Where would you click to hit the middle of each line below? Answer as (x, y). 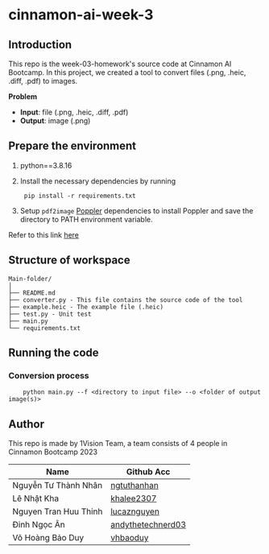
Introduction (40, 45)
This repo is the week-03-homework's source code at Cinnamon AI (120, 64)
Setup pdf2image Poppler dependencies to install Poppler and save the (137, 210)
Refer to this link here (43, 234)
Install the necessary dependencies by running (98, 181)
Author (26, 424)
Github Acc (148, 472)
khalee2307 (133, 498)
